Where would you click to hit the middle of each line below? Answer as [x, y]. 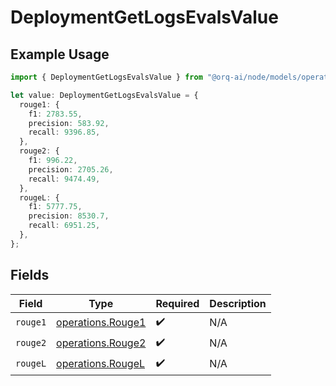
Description [238, 303]
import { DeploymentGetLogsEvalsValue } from [106, 77]
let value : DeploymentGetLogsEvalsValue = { [104, 95]
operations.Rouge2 [101, 343]
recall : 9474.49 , [64, 179]
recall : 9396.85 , [64, 132]
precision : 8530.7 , [69, 216]
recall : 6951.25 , [64, 226]
